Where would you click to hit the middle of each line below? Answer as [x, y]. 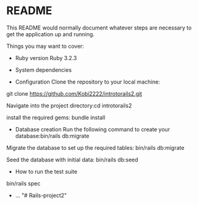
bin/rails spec [24, 183]
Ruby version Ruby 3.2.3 [46, 58]
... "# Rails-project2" [41, 195]
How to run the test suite [46, 171]
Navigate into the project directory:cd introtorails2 [69, 106]
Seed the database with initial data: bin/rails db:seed [72, 160]
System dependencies [43, 70]
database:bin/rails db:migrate [52, 136]
